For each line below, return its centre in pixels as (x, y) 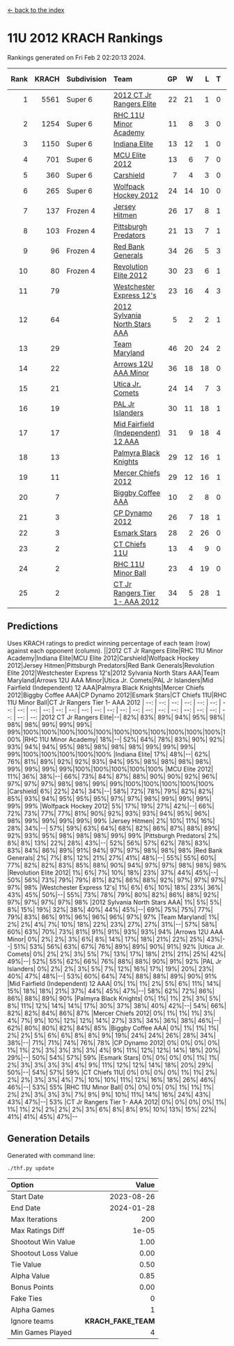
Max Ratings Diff (38, 1230)
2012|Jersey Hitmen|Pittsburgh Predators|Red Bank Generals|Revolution (111, 665)
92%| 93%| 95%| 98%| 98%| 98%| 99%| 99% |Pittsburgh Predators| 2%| (114, 836)
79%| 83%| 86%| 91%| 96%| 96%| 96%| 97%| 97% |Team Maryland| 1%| (113, 917)
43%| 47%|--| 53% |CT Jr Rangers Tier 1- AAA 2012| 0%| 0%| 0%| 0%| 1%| (117, 1102)
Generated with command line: (51, 1155)
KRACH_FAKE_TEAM (120, 1321)
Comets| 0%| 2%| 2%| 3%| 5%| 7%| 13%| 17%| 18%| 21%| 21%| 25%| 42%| (117, 954)
